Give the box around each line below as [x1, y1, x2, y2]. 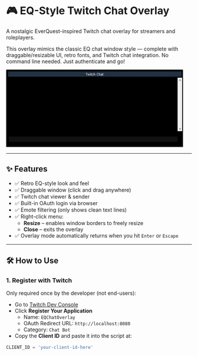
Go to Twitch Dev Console [14, 301, 78, 308]
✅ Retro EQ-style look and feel [14, 180, 90, 187]
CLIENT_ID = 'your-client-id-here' [6, 345, 94, 351]
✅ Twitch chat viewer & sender [14, 193, 90, 200]
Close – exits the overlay [23, 226, 84, 233]
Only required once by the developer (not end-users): [6, 289, 137, 297]
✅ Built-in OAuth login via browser [14, 199, 98, 206]
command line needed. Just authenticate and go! [6, 58, 126, 65]
